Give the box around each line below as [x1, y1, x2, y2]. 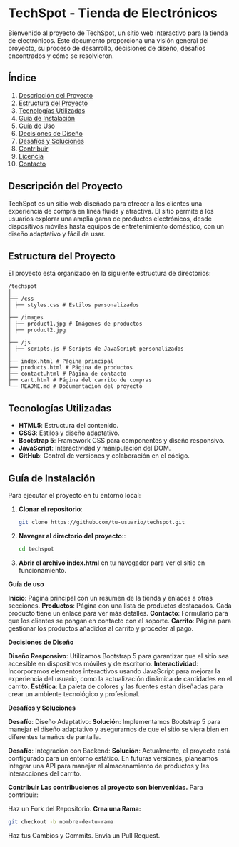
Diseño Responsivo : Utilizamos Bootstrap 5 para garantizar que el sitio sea [8, 651, 229, 660]
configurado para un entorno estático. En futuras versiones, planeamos [8, 753, 218, 762]
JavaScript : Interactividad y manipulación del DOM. [18, 444, 171, 453]
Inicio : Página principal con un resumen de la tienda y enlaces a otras [8, 593, 213, 602]
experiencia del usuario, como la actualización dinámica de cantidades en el [8, 674, 233, 683]
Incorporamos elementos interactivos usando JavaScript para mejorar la [8, 666, 220, 676]
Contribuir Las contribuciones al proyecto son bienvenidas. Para [8, 783, 203, 791]
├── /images [8, 314, 44, 321]
